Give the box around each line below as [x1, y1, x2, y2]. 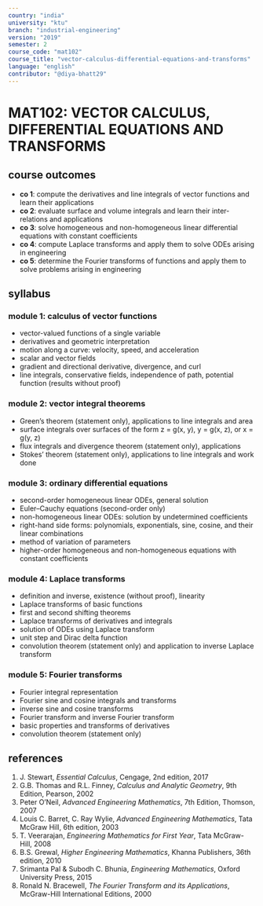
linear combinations [19, 528, 84, 538]
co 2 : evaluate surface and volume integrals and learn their [19, 206, 210, 215]
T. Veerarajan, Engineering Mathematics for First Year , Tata [19, 831, 212, 841]
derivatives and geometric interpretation [19, 337, 151, 347]
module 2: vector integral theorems [8, 398, 146, 409]
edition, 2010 [19, 856, 62, 865]
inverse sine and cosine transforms [19, 704, 133, 713]
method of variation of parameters [19, 537, 131, 546]
